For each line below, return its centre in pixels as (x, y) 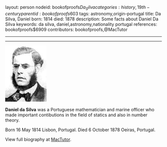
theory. (12, 120)
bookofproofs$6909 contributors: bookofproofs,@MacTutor (66, 29)
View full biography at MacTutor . (38, 139)
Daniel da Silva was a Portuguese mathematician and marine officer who (80, 109)
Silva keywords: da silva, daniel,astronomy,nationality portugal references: (81, 24)
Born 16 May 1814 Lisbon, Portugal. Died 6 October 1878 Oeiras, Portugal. (80, 130)
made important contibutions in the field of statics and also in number (76, 115)
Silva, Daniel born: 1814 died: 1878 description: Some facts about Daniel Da (82, 19)
